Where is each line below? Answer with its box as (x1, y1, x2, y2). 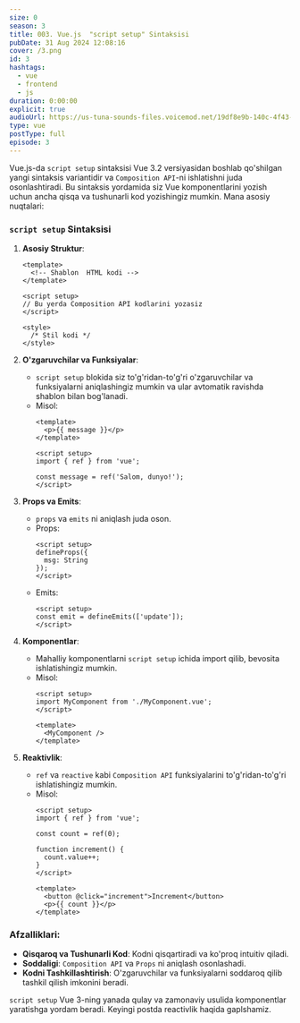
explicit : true (9, 105, 66, 114)
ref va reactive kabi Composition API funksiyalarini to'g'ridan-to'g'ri (35, 770, 287, 780)
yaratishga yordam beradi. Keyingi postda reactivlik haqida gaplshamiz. (9, 1004, 271, 1015)
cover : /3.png (9, 47, 62, 55)
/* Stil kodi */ (30, 331, 91, 340)
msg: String (43, 556, 88, 565)
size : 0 (9, 13, 38, 22)
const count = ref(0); (35, 830, 121, 839)
